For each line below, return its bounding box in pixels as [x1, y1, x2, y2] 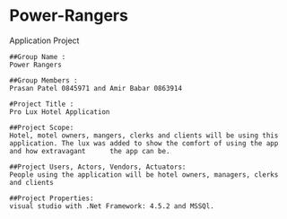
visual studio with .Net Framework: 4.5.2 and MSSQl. [9, 201, 215, 211]
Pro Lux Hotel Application [9, 107, 110, 117]
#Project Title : [9, 100, 74, 109]
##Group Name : [9, 52, 66, 61]
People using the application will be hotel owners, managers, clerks [9, 170, 279, 180]
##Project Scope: [9, 123, 74, 132]
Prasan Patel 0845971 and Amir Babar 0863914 [9, 83, 182, 92]
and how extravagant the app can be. [9, 146, 170, 155]
